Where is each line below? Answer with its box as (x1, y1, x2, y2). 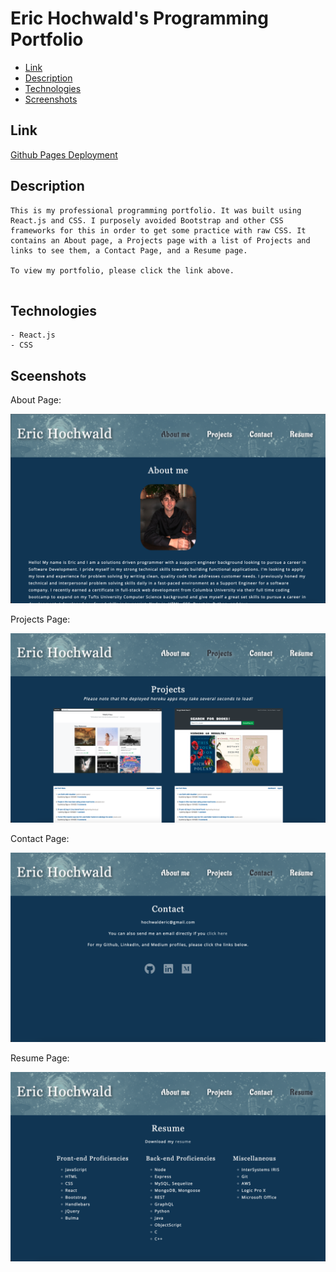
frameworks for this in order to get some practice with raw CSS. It (10, 225, 307, 236)
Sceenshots (10, 367, 87, 384)
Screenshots (24, 93, 78, 105)
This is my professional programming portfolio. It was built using (10, 205, 302, 216)
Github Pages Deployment (10, 148, 118, 161)
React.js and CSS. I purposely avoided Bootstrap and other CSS (10, 215, 284, 226)
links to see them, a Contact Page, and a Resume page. (10, 245, 248, 256)
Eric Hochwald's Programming (10, 7, 269, 30)
